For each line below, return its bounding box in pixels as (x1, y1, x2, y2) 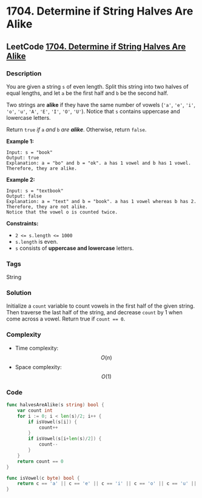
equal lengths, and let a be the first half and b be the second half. (6, 89, 169, 97)
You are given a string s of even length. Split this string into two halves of (6, 83, 189, 90)
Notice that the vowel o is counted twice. (6, 209, 118, 215)
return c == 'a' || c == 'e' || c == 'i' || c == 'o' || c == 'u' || (17, 480, 197, 487)
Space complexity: (15, 363, 62, 370)
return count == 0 (17, 458, 64, 465)
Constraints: (6, 220, 39, 227)
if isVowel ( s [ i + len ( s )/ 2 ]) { (28, 436, 102, 442)
